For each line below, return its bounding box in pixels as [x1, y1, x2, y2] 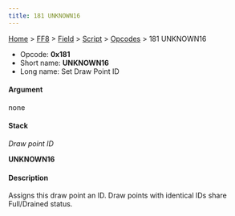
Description [8, 173, 49, 182]
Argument [8, 85, 43, 95]
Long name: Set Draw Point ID [19, 66, 120, 76]
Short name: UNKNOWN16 [19, 58, 110, 67]
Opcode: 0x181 [19, 49, 71, 59]
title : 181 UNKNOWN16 [8, 11, 81, 20]
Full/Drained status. [8, 199, 73, 209]
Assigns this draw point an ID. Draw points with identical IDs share [8, 190, 227, 201]
